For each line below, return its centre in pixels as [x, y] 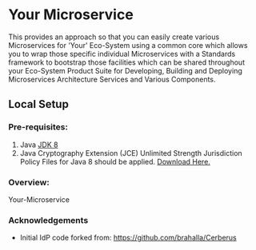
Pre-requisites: [38, 127]
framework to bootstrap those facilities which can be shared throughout [127, 62]
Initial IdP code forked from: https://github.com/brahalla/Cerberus [128, 238]
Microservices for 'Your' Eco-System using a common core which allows [128, 45]
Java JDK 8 [39, 145]
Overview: [29, 182]
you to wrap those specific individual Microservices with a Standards [122, 54]
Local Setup [39, 104]
